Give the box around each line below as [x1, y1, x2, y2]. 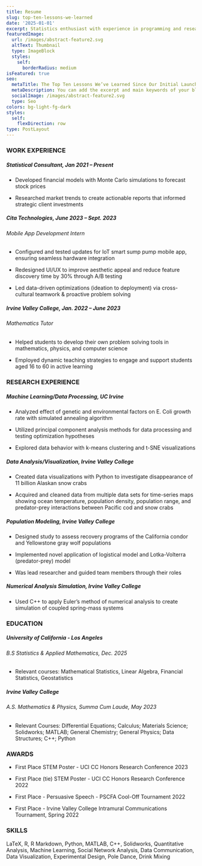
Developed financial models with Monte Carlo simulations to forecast [14, 176, 186, 184]
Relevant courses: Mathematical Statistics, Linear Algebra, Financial [14, 668, 183, 675]
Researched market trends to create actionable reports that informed [14, 194, 186, 202]
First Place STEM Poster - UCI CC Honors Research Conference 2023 [14, 764, 188, 771]
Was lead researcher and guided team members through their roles [14, 569, 182, 576]
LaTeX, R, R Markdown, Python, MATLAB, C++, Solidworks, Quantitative [6, 840, 185, 847]
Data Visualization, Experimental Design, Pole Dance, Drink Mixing [6, 853, 170, 860]
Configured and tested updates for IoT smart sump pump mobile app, [14, 248, 187, 256]
